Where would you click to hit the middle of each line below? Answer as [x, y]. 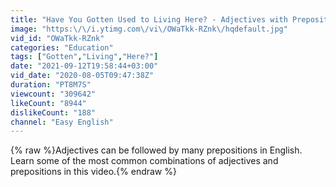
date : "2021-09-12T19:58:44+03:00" [84, 66]
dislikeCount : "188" [53, 112]
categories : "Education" [62, 47]
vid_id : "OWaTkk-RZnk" [57, 38]
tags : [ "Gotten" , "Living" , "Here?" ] [84, 57]
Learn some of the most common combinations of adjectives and [144, 161]
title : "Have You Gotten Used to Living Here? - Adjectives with [149, 19]
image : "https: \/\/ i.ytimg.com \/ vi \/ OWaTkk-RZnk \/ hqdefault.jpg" [149, 29]
